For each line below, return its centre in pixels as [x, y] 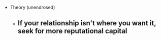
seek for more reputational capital [72, 31]
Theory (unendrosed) [33, 7]
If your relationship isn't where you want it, [87, 23]
